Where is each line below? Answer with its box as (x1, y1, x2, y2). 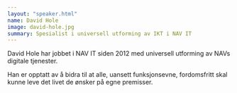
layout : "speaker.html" (7, 10, 78, 18)
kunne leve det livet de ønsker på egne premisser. (7, 78, 153, 87)
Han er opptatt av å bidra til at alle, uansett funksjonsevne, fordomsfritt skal (7, 70, 228, 79)
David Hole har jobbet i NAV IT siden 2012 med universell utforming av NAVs (7, 49, 231, 58)
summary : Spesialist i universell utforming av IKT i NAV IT (7, 30, 192, 37)
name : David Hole (7, 17, 59, 24)
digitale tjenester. (7, 57, 58, 66)
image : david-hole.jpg (7, 23, 75, 30)
